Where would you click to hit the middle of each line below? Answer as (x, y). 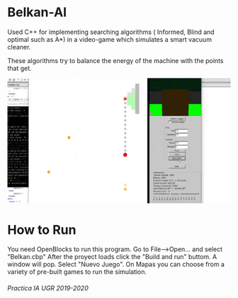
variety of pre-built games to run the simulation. (77, 272)
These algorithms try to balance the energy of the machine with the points (115, 60)
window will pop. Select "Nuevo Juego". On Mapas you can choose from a (116, 264)
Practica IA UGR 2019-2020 (48, 288)
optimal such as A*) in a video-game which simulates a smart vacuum (110, 39)
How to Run (42, 230)
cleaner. (19, 47)
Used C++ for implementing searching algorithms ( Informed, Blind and (111, 32)
